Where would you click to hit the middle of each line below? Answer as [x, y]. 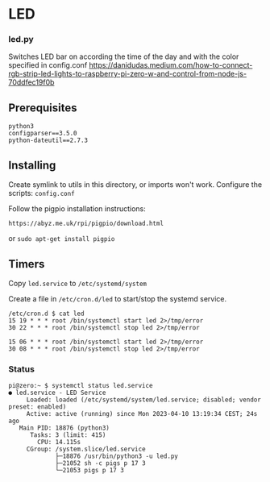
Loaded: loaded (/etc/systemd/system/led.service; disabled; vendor [144, 400]
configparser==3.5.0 [43, 134]
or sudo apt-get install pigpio [62, 239]
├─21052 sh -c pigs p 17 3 [101, 463]
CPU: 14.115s [59, 443]
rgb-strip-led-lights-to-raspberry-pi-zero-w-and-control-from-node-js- [128, 74]
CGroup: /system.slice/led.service [86, 449]
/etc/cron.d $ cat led [46, 314]
